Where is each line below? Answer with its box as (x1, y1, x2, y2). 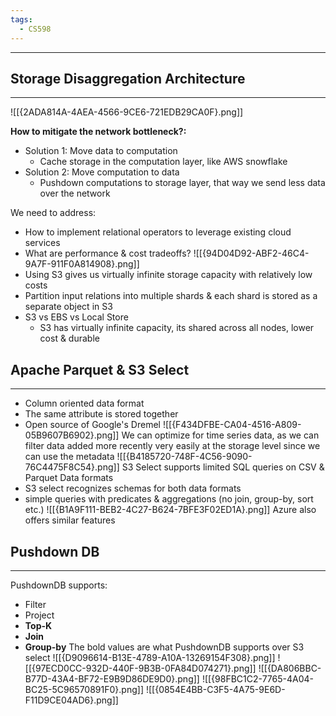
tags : (10, 14, 33, 25)
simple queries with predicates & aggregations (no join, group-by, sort (24, 493, 314, 505)
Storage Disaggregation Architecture (10, 70, 246, 87)
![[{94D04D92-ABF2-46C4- (193, 247, 310, 260)
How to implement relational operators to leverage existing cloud (24, 226, 292, 238)
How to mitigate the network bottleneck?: (10, 126, 187, 138)
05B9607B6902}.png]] (24, 429, 120, 441)
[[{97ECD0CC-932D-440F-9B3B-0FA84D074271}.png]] (24, 662, 257, 674)
